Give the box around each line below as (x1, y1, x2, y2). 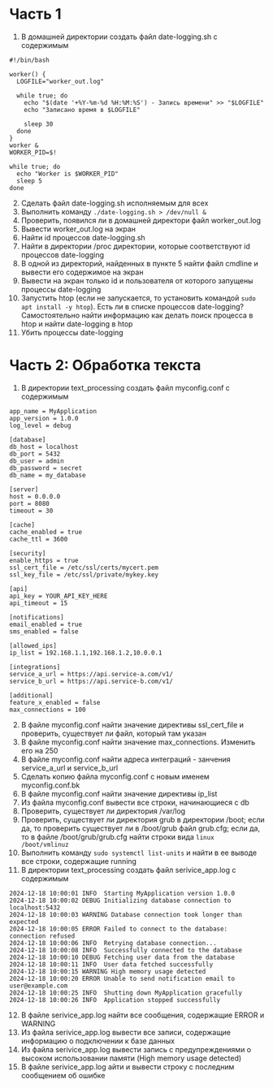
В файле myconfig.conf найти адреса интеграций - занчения (20, 754, 231, 764)
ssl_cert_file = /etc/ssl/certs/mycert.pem (9, 563, 159, 572)
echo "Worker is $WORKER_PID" (16, 170, 119, 178)
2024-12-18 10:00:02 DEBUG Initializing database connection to (9, 896, 232, 905)
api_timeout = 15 (9, 598, 68, 607)
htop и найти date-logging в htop (20, 318, 133, 329)
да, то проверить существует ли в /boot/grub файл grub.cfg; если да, (20, 823, 261, 833)
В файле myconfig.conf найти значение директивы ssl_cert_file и (20, 719, 245, 729)
